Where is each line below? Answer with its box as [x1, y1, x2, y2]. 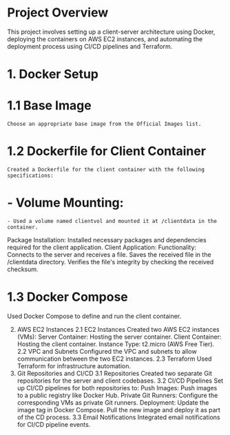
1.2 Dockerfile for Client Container [7, 143, 207, 159]
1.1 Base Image [7, 98, 92, 114]
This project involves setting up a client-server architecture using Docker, [7, 28, 216, 36]
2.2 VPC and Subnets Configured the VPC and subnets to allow [17, 347, 198, 355]
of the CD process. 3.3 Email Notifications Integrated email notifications [17, 413, 220, 421]
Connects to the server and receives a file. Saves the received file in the [7, 250, 211, 259]
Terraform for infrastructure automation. [17, 361, 132, 370]
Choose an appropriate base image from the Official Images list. [7, 120, 202, 128]
